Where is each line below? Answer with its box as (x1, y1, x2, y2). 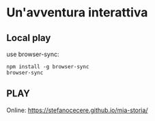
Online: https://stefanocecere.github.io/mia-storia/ (6, 106, 148, 114)
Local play (6, 32, 51, 44)
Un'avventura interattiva (6, 5, 148, 21)
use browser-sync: (6, 50, 59, 58)
